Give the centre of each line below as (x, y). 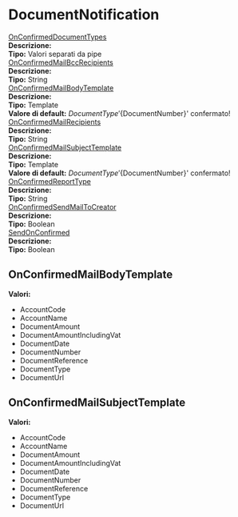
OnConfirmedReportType (50, 181)
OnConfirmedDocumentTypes (58, 37)
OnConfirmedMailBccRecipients (61, 62)
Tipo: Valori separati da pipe (55, 54)
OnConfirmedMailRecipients (55, 122)
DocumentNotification (84, 15)
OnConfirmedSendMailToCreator (63, 206)
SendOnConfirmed (39, 232)
